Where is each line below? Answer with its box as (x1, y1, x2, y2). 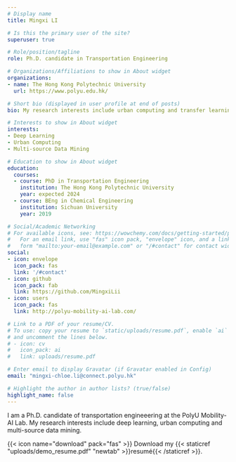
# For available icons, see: (7, 230, 93, 237)
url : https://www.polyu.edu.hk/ (13, 87, 109, 95)
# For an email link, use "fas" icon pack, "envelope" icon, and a (7, 236, 216, 243)
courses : (13, 171, 39, 178)
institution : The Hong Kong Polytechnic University (20, 184, 174, 192)
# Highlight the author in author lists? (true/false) (7, 385, 171, 392)
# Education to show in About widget (7, 158, 118, 165)
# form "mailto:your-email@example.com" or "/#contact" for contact (7, 243, 218, 250)
